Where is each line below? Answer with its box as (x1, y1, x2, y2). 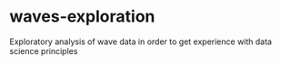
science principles (9, 45, 78, 56)
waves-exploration (9, 6, 156, 27)
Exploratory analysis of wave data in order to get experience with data (9, 36, 273, 47)
